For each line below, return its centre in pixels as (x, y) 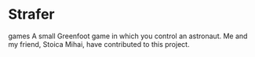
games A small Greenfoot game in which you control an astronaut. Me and (128, 36)
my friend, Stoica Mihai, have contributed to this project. (99, 44)
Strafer (31, 14)
